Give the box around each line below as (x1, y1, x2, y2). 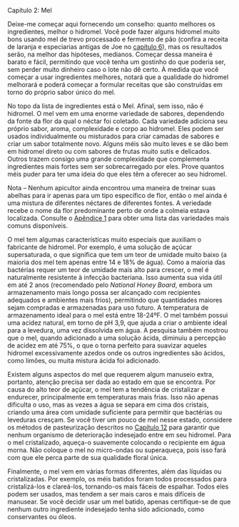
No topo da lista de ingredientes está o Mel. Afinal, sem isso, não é (7, 102, 204, 110)
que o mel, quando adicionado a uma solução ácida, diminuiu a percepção (7, 334, 226, 342)
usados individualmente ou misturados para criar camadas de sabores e (7, 132, 220, 140)
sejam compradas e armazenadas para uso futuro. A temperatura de (7, 303, 209, 312)
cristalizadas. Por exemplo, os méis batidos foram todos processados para (7, 475, 227, 483)
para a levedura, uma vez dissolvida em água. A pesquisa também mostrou (7, 326, 228, 334)
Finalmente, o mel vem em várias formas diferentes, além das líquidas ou (7, 467, 222, 476)
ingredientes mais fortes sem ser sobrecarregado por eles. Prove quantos (7, 162, 225, 170)
